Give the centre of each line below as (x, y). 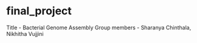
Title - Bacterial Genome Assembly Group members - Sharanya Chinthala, (99, 27)
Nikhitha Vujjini (25, 33)
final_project (39, 11)
